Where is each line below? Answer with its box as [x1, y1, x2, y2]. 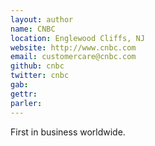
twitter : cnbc [10, 71, 70, 81]
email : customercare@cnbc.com [10, 52, 137, 62]
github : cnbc [10, 61, 65, 71]
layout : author [10, 14, 74, 25]
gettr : [10, 89, 38, 99]
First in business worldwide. [10, 126, 126, 138]
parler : [10, 98, 43, 108]
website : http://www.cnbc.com [10, 42, 137, 53]
